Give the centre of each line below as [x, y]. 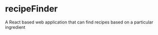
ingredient [15, 27]
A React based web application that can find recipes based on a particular [79, 22]
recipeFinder [31, 9]
